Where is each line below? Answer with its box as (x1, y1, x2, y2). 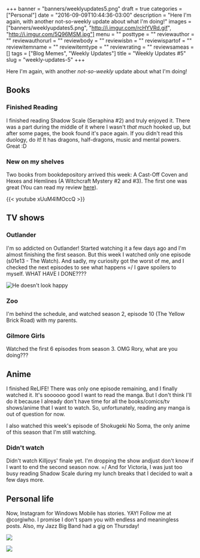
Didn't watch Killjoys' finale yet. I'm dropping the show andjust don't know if (6, 457, 194, 464)
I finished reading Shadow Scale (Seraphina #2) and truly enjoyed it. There (6, 117, 190, 124)
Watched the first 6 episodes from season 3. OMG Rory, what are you (6, 345, 178, 353)
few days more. (6, 476, 45, 484)
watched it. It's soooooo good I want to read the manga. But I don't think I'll (6, 392, 192, 399)
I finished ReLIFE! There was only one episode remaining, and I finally (6, 385, 178, 392)
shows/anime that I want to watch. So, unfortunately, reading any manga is (6, 404, 190, 411)
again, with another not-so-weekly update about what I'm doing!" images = (6, 18, 192, 25)
